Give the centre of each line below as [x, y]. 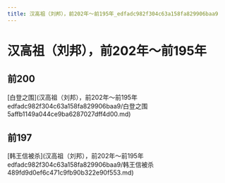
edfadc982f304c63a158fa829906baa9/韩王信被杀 [81, 165]
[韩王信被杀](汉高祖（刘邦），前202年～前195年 [75, 156]
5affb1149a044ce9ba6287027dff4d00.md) [69, 114]
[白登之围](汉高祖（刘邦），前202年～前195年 [72, 97]
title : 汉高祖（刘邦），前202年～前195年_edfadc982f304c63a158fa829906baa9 [113, 14]
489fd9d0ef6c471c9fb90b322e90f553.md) [71, 172]
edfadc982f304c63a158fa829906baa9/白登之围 [78, 106]
